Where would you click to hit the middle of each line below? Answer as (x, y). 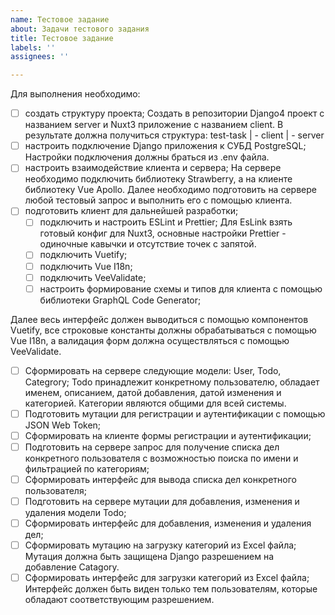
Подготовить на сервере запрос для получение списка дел (152, 447)
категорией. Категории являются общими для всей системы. (155, 403)
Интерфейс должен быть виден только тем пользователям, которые (171, 589)
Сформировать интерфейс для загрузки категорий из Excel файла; (167, 578)
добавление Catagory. (72, 567)
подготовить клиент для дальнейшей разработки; (131, 211)
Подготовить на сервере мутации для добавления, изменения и (162, 501)
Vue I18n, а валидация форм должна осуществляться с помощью (150, 340)
